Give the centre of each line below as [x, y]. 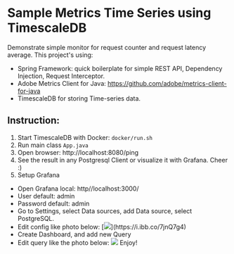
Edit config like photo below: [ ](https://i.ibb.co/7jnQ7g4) [102, 227]
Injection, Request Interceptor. [61, 76]
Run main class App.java [53, 145]
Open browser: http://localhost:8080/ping [78, 152]
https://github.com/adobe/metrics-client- [167, 83]
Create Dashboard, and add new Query [74, 234]
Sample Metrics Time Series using [109, 13]
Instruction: [33, 121]
